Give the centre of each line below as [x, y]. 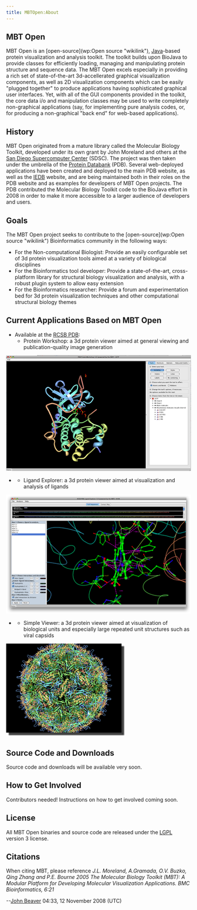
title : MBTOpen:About [33, 12]
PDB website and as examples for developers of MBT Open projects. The [94, 183]
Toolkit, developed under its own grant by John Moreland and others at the [96, 152]
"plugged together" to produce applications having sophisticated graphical [96, 89]
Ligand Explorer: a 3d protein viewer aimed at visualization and [99, 480]
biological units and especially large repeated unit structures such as [106, 629]
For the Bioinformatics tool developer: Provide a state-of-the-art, [93, 271]
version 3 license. [27, 838]
